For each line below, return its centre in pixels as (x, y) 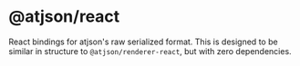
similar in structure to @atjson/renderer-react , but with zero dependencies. (150, 51)
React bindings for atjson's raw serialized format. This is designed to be (144, 42)
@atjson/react (64, 17)
